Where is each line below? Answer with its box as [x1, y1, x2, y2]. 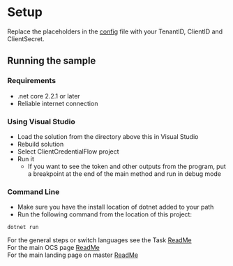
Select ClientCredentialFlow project [17, 147, 120, 156]
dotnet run [7, 224, 39, 231]
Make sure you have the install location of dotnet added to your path [17, 203, 214, 212]
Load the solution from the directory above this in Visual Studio [17, 132, 199, 140]
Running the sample [7, 55, 96, 67]
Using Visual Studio [7, 117, 75, 126]
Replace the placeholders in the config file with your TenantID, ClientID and [7, 27, 223, 36]
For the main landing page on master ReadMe [7, 251, 138, 259]
